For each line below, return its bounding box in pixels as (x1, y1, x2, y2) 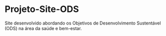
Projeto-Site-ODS (5, 3, 79, 15)
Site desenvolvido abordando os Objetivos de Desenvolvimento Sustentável (5, 20, 161, 26)
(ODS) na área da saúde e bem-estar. (5, 25, 82, 31)
